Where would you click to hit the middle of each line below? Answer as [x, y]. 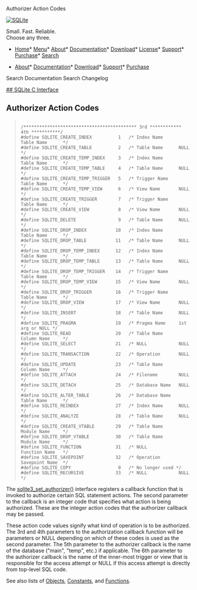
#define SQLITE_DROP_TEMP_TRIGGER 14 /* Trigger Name [94, 271]
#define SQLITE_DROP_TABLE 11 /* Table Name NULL [105, 240]
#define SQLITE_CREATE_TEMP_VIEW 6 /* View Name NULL [105, 189]
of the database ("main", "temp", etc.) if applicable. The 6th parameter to [94, 550]
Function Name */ [44, 452]
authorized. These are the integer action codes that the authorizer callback [97, 507]
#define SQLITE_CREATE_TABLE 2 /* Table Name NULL [105, 147]
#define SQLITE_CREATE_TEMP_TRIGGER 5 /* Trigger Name [94, 178]
